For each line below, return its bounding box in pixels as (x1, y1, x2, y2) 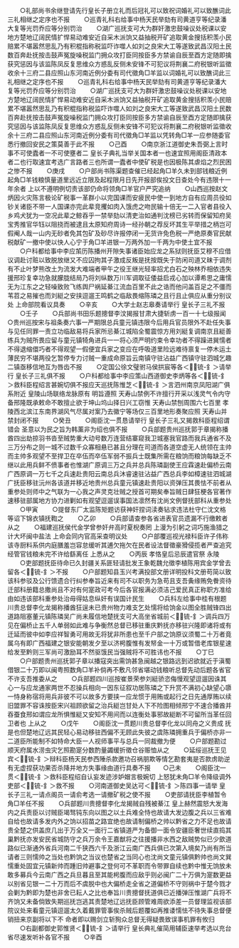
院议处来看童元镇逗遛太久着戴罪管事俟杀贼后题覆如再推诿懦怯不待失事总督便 (7, 906, 232, 914)
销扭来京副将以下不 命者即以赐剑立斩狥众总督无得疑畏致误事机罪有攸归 (7, 915, 215, 923)
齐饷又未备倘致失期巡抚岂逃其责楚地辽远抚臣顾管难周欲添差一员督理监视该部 (7, 897, 232, 905)
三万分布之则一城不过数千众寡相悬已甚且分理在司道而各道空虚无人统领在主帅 (7, 443, 232, 451)
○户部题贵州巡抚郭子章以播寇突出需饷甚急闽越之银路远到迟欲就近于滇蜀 (19, 656, 231, 665)
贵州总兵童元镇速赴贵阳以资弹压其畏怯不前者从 (94, 478, 232, 487)
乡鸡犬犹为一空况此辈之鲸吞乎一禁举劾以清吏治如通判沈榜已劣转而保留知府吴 (7, 211, 232, 220)
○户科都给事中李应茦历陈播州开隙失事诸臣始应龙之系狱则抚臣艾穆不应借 (19, 247, 231, 255)
